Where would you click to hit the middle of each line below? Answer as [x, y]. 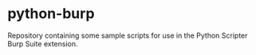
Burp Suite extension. [43, 43]
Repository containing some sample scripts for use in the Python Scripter [128, 35]
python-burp [51, 14]
